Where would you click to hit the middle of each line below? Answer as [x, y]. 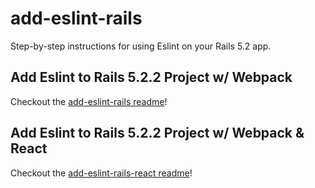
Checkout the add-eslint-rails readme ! [89, 101]
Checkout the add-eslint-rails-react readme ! [101, 173]
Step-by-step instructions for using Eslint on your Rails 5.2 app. [141, 46]
